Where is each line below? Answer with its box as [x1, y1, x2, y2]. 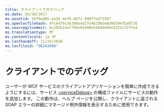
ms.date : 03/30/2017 [5, 12, 48, 17]
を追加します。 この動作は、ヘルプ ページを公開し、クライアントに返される [5, 95, 158, 101]
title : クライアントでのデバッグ [5, 7, 65, 12]
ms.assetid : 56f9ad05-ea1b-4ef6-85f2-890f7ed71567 [5, 16, 111, 21]
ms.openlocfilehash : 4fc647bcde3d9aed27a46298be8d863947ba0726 [5, 21, 138, 26]
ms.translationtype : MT [5, 30, 54, 35]
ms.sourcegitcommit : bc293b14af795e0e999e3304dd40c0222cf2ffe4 [5, 25, 138, 30]
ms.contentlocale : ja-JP [5, 35, 56, 40]
